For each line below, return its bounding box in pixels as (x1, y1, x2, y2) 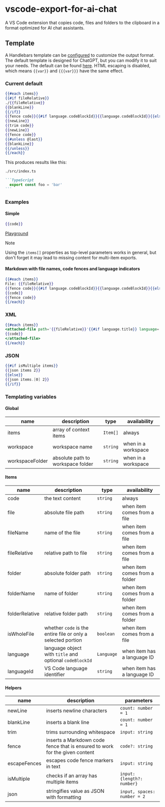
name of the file (44, 529, 81, 536)
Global (5, 405, 19, 411)
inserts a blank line (46, 719, 89, 726)
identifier (44, 671, 65, 678)
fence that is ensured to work (46, 743, 114, 750)
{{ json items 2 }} (5, 368, 41, 373)
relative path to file (44, 549, 87, 556)
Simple (5, 211, 20, 216)
